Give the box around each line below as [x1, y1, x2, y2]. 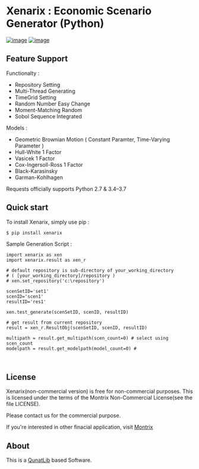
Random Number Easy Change [14, 100, 90, 107]
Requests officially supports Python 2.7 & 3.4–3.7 [6, 185, 127, 192]
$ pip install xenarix [6, 230, 62, 236]
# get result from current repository [6, 320, 102, 326]
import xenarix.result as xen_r [6, 257, 86, 263]
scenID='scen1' [6, 293, 44, 299]
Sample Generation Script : [6, 240, 72, 248]
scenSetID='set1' [6, 288, 49, 294]
